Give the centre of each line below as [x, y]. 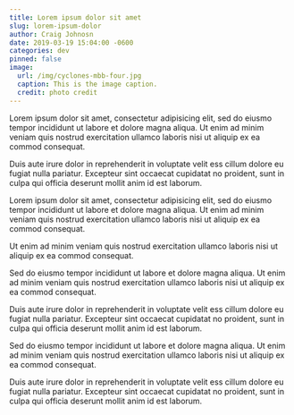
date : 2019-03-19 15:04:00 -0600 [71, 42]
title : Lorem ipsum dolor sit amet [76, 17]
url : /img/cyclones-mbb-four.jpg [80, 76]
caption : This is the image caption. [88, 84]
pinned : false [36, 59]
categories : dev [39, 51]
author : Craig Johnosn [51, 34]
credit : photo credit [58, 92]
